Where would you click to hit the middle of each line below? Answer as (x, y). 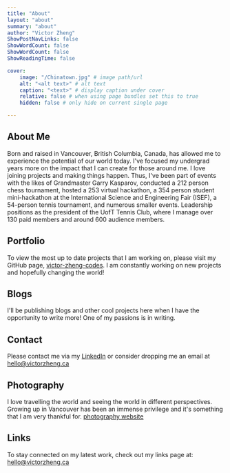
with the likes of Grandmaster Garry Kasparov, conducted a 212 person (108, 183)
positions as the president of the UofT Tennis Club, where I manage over (110, 212)
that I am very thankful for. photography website (75, 416)
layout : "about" (30, 20)
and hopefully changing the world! (56, 272)
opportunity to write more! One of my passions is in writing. (91, 318)
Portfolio (26, 241)
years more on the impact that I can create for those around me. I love (106, 168)
